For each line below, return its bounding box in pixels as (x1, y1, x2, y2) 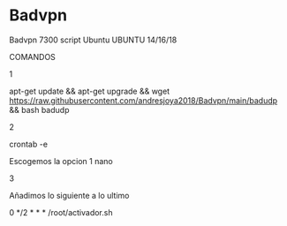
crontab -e (9, 139, 49, 149)
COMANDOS (9, 51, 56, 62)
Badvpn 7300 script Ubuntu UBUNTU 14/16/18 (9, 34, 177, 45)
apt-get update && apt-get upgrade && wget (9, 86, 170, 96)
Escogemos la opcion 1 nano (9, 155, 113, 166)
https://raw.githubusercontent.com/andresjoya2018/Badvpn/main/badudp (9, 94, 278, 106)
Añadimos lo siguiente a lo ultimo (9, 190, 130, 200)
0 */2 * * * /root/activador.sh (9, 207, 113, 217)
